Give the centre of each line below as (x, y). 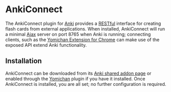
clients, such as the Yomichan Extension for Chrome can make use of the (82, 40)
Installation (24, 61)
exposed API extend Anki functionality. (46, 45)
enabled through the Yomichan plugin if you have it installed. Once (75, 79)
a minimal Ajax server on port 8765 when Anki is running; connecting (78, 34)
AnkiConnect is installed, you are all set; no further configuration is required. (86, 84)
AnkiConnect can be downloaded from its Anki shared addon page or (78, 73)
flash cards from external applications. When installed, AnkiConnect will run (85, 28)
